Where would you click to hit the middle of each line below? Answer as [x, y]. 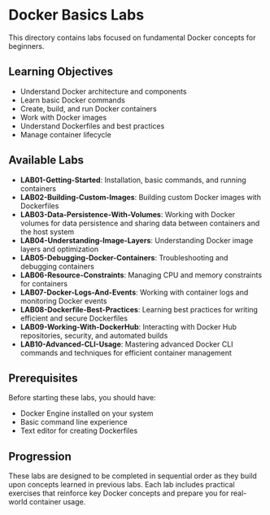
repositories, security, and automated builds [94, 335]
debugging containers [57, 266]
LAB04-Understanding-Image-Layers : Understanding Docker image [137, 240]
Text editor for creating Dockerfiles [79, 431]
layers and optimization [59, 249]
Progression [40, 456]
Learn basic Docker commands [73, 100]
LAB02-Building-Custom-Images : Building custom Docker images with [141, 197]
